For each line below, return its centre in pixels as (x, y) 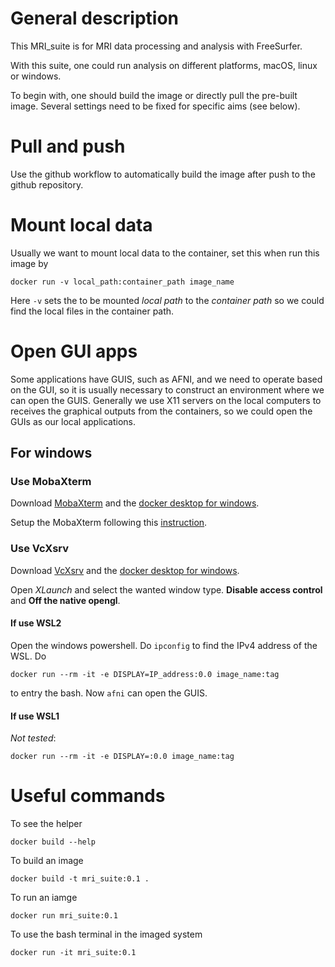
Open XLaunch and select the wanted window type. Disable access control (166, 589)
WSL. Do (28, 656)
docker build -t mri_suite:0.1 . (80, 879)
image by (29, 263)
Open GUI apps (74, 351)
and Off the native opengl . (65, 600)
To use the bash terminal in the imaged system (106, 934)
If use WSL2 (36, 623)
